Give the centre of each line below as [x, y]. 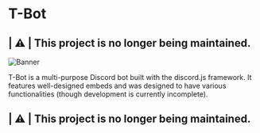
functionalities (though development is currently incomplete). [108, 94]
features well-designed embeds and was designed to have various [117, 85]
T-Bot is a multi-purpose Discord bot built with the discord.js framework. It [130, 77]
